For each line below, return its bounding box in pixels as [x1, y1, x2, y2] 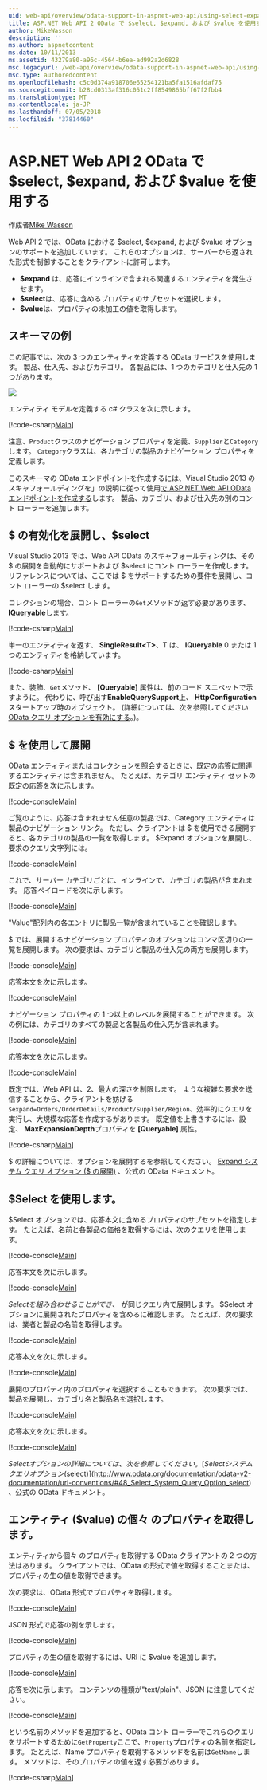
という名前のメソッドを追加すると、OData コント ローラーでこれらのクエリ [8, 1727, 255, 1737]
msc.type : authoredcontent [8, 71, 98, 79]
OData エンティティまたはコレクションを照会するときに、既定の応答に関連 [8, 761, 253, 770]
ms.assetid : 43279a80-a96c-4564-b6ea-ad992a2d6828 [8, 57, 180, 65]
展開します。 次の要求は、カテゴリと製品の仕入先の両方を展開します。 [21, 945, 253, 954]
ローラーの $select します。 [23, 581, 115, 591]
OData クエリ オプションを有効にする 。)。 [8, 713, 144, 722]
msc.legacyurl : [8, 64, 59, 72]
